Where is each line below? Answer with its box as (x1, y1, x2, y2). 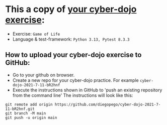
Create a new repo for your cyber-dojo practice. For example (12, 77, 139, 83)
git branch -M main (5, 110, 46, 116)
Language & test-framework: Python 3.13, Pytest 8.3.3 (12, 36, 130, 42)
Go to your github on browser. (12, 72, 75, 78)
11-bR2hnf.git (5, 106, 35, 111)
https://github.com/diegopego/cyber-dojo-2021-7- (54, 102, 161, 107)
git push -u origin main (5, 115, 57, 120)
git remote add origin (5, 102, 53, 107)
